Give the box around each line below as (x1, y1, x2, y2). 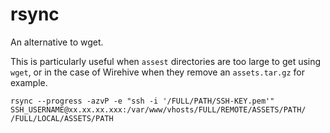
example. (10, 76, 48, 88)
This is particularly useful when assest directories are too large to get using (10, 55, 322, 67)
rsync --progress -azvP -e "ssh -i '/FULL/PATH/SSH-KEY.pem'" (10, 96, 275, 106)
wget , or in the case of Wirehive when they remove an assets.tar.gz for (10, 66, 305, 78)
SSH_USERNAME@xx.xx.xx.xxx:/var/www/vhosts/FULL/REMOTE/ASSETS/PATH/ (10, 104, 307, 115)
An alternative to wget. (10, 36, 104, 48)
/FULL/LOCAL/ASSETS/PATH (10, 113, 114, 123)
